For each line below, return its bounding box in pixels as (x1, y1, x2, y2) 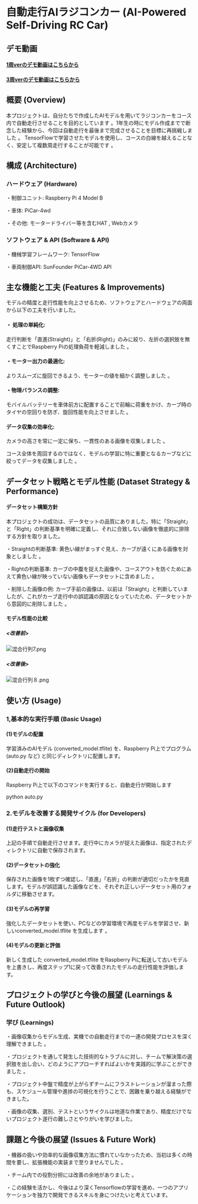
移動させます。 (21, 891, 58, 898)
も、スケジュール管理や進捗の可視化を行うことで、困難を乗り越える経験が (6, 1088, 187, 1095)
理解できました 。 (6, 1040, 49, 1048)
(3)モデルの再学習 (6, 905, 50, 912)
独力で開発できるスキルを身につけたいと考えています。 (37, 1192, 171, 1199)
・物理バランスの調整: (6, 386, 60, 394)
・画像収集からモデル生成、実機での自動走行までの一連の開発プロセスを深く (6, 1033, 193, 1040)
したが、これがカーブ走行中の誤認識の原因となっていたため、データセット (6, 593, 187, 600)
